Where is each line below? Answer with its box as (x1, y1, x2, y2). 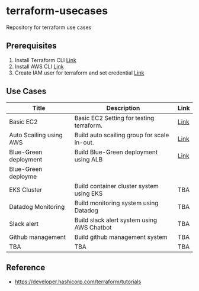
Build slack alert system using (74, 216, 158, 224)
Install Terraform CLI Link (14, 56, 77, 63)
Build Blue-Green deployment (74, 148, 158, 156)
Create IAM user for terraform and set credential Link (14, 69, 145, 76)
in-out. (74, 138, 94, 146)
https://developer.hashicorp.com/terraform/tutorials (14, 278, 142, 285)
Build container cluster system (74, 182, 159, 190)
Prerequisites (6, 41, 57, 51)
